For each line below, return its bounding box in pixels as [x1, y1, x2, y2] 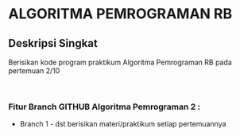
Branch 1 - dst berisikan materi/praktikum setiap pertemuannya [19, 119, 226, 129]
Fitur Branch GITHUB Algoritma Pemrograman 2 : [8, 101, 201, 112]
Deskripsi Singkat [8, 37, 98, 50]
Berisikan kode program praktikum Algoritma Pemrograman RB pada [8, 57, 232, 67]
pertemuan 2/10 [8, 66, 60, 76]
